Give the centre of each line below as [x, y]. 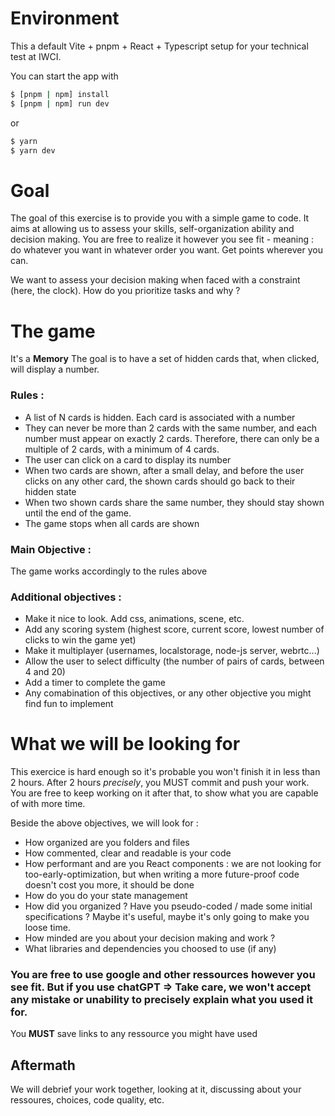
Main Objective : [51, 549]
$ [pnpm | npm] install [60, 94]
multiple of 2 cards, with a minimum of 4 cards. [122, 449]
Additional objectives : [66, 597]
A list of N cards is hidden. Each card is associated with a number [160, 417]
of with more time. [48, 804]
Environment [65, 18]
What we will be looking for [125, 744]
